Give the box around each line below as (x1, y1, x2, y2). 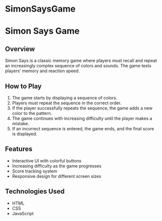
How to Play (5, 82, 42, 90)
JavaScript (12, 210, 34, 216)
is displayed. (12, 131, 37, 137)
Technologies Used (5, 188, 65, 196)
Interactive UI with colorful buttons (12, 158, 81, 163)
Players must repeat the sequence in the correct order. (12, 100, 122, 106)
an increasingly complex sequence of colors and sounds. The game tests (5, 63, 152, 69)
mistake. (12, 121, 29, 126)
